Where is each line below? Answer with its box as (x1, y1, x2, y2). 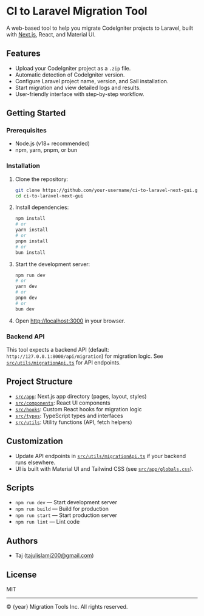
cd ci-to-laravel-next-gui (15, 193, 84, 199)
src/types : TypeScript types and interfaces (15, 412, 123, 419)
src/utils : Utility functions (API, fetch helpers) (15, 418, 132, 426)
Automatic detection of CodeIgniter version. (15, 71, 125, 78)
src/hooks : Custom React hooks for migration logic (15, 405, 142, 412)
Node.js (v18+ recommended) (15, 140, 90, 147)
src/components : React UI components (15, 399, 110, 406)
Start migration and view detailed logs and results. (15, 84, 141, 91)
